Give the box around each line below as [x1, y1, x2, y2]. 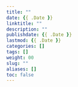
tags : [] [6, 49, 29, 55]
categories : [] [6, 43, 45, 50]
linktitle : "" [6, 20, 43, 26]
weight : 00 [6, 55, 34, 61]
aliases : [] [6, 66, 37, 72]
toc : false [6, 72, 34, 78]
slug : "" [6, 60, 29, 66]
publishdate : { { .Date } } [6, 32, 72, 38]
